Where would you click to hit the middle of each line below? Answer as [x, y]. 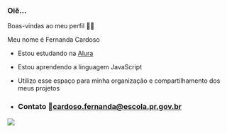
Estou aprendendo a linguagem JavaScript [80, 67]
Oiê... [17, 11]
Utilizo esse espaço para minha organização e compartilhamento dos [119, 81]
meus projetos [39, 88]
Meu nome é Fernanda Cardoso [54, 40]
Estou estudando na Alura [55, 53]
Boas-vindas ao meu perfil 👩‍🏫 [51, 26]
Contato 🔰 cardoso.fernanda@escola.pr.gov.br [100, 107]
